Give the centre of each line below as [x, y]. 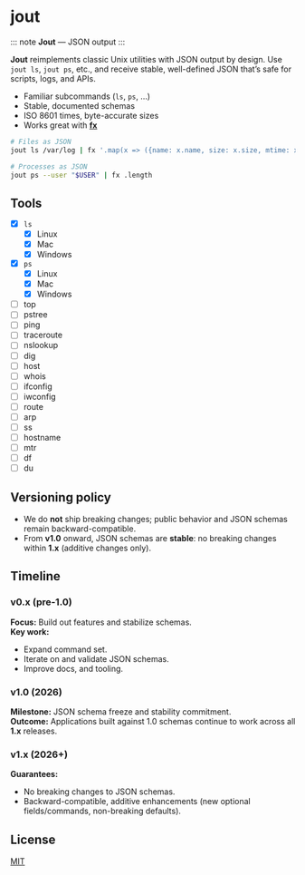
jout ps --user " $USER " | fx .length [81, 175]
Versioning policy [61, 497]
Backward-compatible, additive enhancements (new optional [137, 802]
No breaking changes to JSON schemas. [99, 792]
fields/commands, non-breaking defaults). [102, 811]
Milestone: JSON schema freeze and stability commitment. [121, 712]
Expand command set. [65, 649]
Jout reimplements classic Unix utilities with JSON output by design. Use [147, 59]
